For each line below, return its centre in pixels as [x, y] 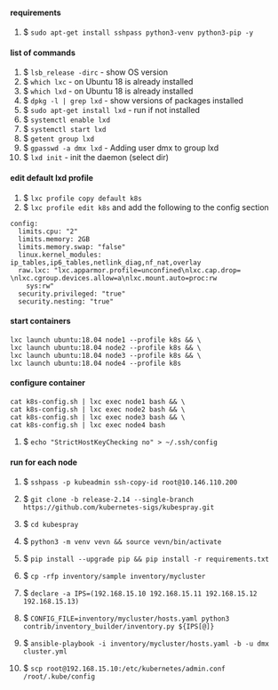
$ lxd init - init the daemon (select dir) [96, 158]
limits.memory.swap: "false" [72, 247]
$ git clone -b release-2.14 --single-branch [108, 499]
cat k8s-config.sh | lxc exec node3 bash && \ [98, 418]
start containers [40, 321]
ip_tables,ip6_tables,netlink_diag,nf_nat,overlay [106, 263]
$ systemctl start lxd [64, 129]
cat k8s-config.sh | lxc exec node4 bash [88, 426]
